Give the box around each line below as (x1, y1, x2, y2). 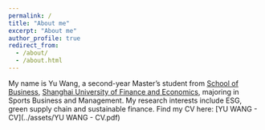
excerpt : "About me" (8, 26, 78, 35)
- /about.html (15, 57, 63, 65)
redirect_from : (8, 42, 59, 50)
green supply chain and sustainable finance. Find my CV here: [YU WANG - (8, 104, 258, 113)
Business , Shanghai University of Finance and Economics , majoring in (8, 87, 239, 96)
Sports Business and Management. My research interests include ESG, (8, 95, 243, 105)
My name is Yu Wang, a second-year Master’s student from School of (8, 78, 239, 88)
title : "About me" (8, 19, 70, 27)
